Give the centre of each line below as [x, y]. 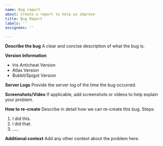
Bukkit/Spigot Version [34, 75]
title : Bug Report [24, 19]
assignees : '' [20, 28]
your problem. [19, 100]
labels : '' [16, 23]
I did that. [22, 124]
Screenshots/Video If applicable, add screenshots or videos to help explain [81, 95]
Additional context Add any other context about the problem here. [72, 139]
